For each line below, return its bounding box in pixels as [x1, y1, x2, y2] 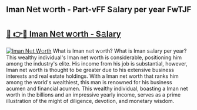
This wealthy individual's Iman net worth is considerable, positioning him [6, 54, 182, 61]
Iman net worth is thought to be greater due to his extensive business [6, 67, 175, 73]
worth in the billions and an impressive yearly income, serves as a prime [6, 91, 181, 98]
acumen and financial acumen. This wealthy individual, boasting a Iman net [6, 85, 188, 92]
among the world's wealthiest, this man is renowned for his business [6, 79, 172, 85]
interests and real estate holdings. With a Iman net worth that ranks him [6, 73, 179, 80]
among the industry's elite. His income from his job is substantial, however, [6, 60, 188, 67]
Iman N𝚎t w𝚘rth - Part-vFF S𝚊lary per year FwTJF [6, 5, 192, 15]
